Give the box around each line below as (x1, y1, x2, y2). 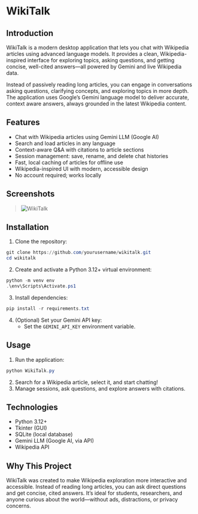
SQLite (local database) (14, 431, 73, 438)
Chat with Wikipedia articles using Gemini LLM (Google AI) (14, 133, 160, 140)
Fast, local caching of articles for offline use (14, 159, 124, 166)
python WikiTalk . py (6, 367, 55, 374)
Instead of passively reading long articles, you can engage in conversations (6, 81, 193, 88)
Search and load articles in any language (14, 140, 115, 147)
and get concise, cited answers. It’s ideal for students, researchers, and (6, 489, 182, 497)
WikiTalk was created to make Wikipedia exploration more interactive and (6, 477, 187, 484)
